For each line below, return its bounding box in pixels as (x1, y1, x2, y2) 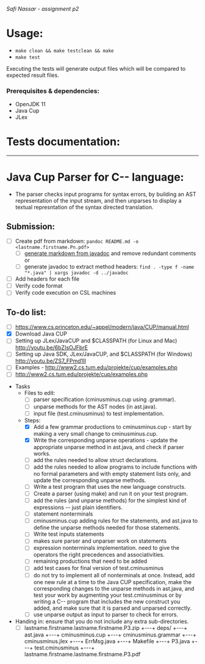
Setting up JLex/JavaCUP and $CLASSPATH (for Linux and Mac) (15, 337, 178, 344)
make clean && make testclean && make (15, 48, 114, 54)
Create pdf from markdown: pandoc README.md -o (15, 237, 139, 245)
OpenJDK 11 (15, 101, 46, 108)
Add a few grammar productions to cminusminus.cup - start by (33, 423, 192, 430)
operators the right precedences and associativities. (33, 551, 165, 558)
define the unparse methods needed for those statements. (33, 524, 181, 532)
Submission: (6, 221, 56, 231)
